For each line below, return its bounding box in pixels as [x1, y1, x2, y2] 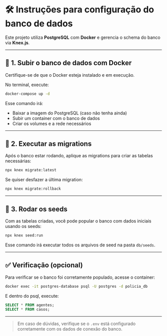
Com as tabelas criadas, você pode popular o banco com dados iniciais [5, 218, 152, 224]
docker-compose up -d [5, 91, 50, 96]
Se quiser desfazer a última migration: [5, 177, 83, 183]
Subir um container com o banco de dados [12, 115, 100, 121]
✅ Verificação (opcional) [5, 261, 83, 269]
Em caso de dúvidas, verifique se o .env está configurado [17, 321, 136, 327]
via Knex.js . [5, 39, 30, 45]
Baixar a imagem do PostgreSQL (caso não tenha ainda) [12, 110, 127, 116]
